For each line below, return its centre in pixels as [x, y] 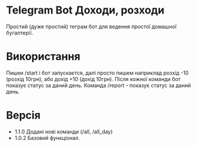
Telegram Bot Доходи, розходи [85, 10]
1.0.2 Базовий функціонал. [47, 138]
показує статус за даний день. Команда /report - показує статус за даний [98, 85]
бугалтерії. [20, 32]
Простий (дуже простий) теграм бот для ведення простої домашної [91, 26]
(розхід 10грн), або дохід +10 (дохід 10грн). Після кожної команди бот [94, 79]
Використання [43, 57]
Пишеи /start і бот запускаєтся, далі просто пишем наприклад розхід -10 [98, 73]
